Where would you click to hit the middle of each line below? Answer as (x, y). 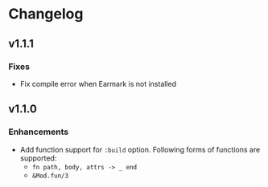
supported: (38, 158)
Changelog (46, 14)
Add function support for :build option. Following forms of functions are (140, 149)
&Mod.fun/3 (50, 176)
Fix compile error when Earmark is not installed (98, 83)
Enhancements (39, 132)
